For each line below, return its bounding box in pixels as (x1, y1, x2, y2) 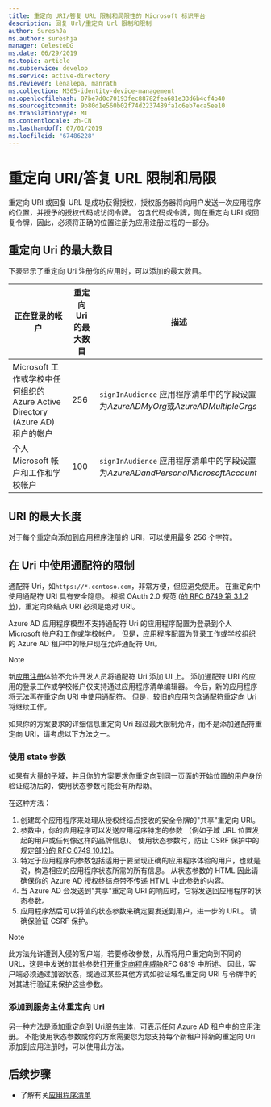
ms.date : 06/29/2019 (8, 49, 78, 57)
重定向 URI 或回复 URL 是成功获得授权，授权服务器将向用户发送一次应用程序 (8, 197, 261, 207)
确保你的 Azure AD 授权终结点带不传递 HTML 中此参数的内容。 (19, 876, 229, 886)
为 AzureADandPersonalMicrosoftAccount (99, 467, 258, 478)
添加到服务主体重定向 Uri (8, 1001, 105, 1013)
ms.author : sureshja (8, 34, 78, 43)
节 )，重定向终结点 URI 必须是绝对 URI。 (8, 602, 140, 611)
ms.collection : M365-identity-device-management (8, 86, 175, 95)
